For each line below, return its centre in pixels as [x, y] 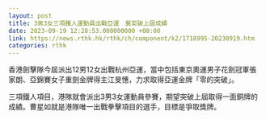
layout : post [30, 16]
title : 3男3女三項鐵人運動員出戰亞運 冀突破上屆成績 [88, 23]
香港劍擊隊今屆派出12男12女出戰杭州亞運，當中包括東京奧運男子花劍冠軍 [129, 70]
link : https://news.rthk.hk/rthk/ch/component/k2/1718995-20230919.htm [131, 38]
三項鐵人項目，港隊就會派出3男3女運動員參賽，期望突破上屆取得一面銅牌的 [133, 96]
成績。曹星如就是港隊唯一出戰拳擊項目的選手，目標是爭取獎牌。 [114, 107]
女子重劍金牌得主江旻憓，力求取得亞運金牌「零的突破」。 [144, 80]
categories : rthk [38, 46]
